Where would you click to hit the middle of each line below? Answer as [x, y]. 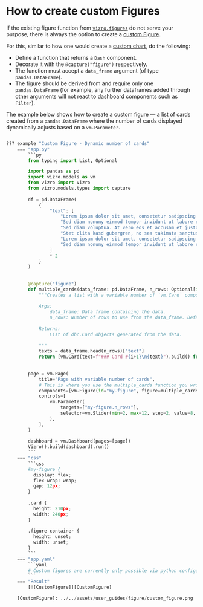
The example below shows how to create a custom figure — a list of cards [98, 114]
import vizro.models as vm [62, 177]
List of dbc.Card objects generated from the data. [116, 334]
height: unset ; [52, 537]
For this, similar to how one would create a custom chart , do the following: [98, 46]
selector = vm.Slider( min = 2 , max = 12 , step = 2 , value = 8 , [128, 413]
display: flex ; [52, 475]
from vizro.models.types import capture [79, 189]
